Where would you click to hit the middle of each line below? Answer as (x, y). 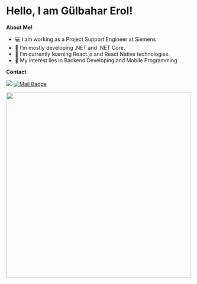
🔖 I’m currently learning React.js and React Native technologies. (92, 54)
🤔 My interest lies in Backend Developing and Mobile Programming (96, 60)
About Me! (20, 27)
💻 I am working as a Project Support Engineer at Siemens (85, 39)
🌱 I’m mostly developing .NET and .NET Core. (70, 47)
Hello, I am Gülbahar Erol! (70, 11)
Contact (16, 72)
